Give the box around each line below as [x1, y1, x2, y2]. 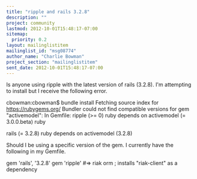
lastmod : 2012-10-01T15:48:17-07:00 [6, 25, 98, 32]
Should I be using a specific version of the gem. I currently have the [6, 142, 174, 149]
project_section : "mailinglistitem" [6, 59, 98, 65]
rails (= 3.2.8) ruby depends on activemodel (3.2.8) [6, 130, 133, 137]
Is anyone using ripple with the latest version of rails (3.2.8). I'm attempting [6, 81, 192, 88]
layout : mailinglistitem [6, 43, 68, 49]
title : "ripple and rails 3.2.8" [6, 8, 90, 15]
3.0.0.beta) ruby [6, 118, 46, 126]
